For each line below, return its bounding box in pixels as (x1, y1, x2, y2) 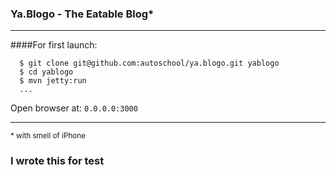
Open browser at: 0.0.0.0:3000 (10, 102, 138, 114)
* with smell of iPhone (10, 131, 86, 141)
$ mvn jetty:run (19, 76, 87, 86)
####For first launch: (10, 39, 98, 51)
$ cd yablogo (19, 67, 74, 77)
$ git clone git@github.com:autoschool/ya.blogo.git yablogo (19, 58, 280, 69)
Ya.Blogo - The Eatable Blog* (10, 7, 155, 21)
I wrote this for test (10, 154, 105, 168)
